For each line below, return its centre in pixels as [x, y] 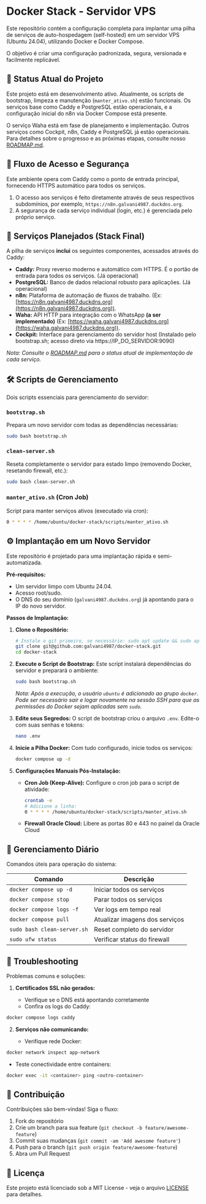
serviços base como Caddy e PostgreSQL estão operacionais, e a [89, 107]
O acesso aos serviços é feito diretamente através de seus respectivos [105, 197]
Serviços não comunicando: [52, 1029]
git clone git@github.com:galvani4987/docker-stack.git [88, 646]
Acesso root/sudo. [39, 593]
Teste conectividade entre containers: [63, 1064]
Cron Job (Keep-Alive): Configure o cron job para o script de [102, 782]
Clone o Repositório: [42, 630]
